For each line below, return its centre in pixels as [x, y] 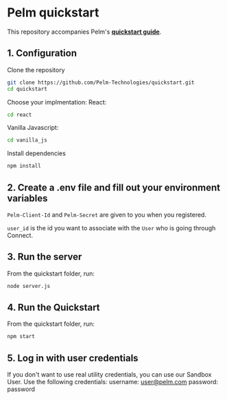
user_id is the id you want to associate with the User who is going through [111, 227]
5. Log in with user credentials [73, 358]
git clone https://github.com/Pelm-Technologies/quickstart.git [101, 82]
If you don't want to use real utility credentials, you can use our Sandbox [109, 375]
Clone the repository [36, 69]
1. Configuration [42, 53]
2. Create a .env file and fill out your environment [114, 187]
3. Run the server [45, 257]
